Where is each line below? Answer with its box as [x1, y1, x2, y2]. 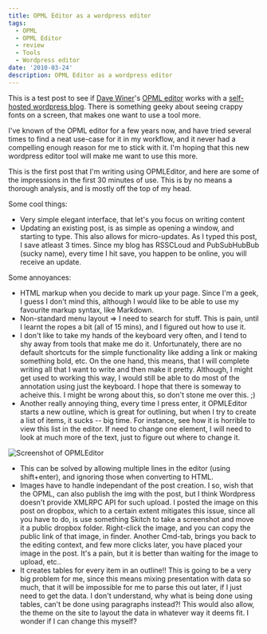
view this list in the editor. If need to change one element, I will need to [19, 424, 252, 433]
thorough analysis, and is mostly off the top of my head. [8, 183, 192, 193]
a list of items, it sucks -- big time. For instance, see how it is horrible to [19, 415, 255, 425]
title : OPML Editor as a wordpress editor [8, 11, 151, 20]
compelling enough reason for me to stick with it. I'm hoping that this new [8, 142, 249, 152]
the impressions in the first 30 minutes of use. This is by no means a [8, 175, 233, 185]
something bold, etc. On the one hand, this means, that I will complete [19, 356, 249, 365]
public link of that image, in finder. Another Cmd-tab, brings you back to [19, 531, 257, 540]
